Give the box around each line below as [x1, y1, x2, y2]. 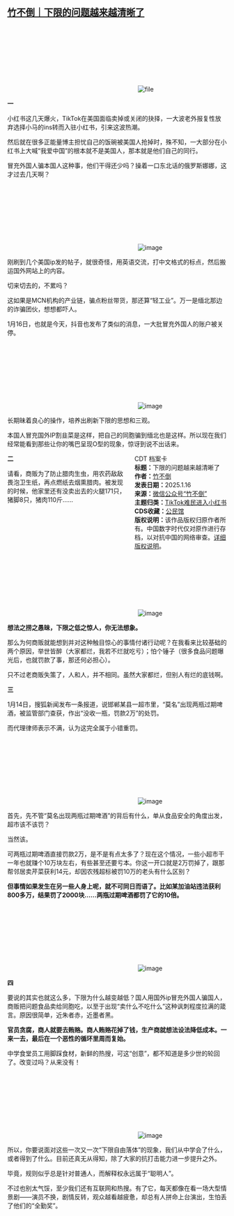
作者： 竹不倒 [134, 472, 172, 480]
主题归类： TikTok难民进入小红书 [134, 498, 227, 506]
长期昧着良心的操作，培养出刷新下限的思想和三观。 [7, 416, 154, 424]
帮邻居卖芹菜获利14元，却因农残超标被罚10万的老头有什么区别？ [7, 867, 192, 875]
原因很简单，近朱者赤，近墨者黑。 [19, 1011, 117, 1019]
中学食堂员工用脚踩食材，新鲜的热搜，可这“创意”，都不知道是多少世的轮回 [7, 1049, 221, 1058]
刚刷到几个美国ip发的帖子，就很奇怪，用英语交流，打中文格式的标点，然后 [7, 258, 220, 266]
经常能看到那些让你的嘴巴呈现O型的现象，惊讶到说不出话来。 [7, 439, 183, 448]
